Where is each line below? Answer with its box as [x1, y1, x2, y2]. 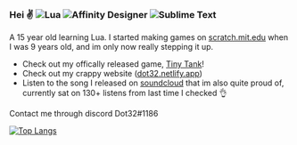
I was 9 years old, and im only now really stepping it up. [9, 42, 214, 52]
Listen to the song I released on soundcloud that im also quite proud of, [21, 77, 285, 88]
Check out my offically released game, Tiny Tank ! [21, 59, 205, 69]
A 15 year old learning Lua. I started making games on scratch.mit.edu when [9, 32, 288, 43]
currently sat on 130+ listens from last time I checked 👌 [21, 88, 227, 99]
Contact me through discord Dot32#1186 [9, 109, 159, 119]
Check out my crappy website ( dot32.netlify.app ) [21, 68, 203, 79]
